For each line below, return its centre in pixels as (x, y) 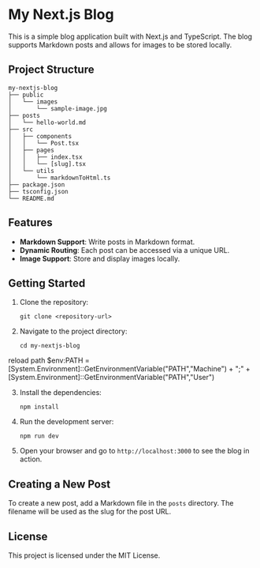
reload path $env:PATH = (49, 360)
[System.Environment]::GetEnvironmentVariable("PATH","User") (111, 378)
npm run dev (39, 436)
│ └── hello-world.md (47, 122)
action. (31, 459)
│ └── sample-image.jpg (58, 108)
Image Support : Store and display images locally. (100, 258)
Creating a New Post (59, 484)
